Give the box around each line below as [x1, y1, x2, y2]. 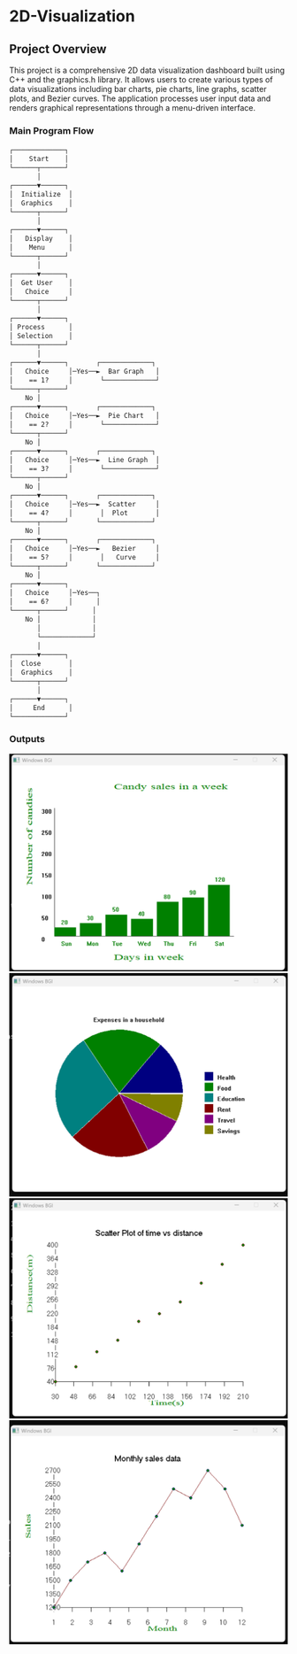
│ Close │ [9, 660, 73, 669]
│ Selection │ [9, 332, 73, 341]
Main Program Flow [9, 124, 95, 136]
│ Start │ [9, 155, 69, 164]
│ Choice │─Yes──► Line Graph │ [9, 456, 161, 465]
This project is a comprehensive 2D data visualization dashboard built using [9, 65, 286, 75]
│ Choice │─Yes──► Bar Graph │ [9, 367, 161, 376]
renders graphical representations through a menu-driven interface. [9, 103, 256, 112]
